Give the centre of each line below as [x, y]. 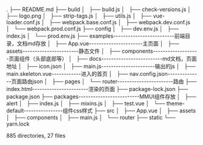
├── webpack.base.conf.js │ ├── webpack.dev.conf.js [120, 22]
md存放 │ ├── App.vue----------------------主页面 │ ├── [103, 43]
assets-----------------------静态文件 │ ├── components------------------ [102, 51]
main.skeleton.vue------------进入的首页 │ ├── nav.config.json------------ [102, 74]
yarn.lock [18, 124]
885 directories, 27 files [36, 136]
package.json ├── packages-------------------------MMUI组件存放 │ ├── [101, 96]
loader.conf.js [23, 22]
